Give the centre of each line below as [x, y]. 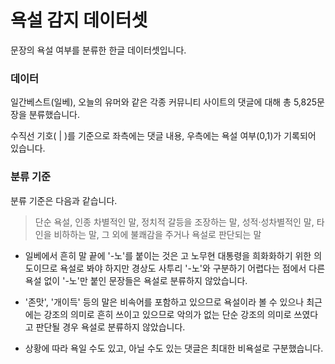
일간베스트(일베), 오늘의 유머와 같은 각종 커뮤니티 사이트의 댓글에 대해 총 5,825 [164, 102]
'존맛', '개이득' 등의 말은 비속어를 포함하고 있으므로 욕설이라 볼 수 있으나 [164, 302]
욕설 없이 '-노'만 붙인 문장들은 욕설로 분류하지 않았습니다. [136, 280]
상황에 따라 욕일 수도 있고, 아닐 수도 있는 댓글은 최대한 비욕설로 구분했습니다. [174, 348]
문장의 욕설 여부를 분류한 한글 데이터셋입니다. [98, 50]
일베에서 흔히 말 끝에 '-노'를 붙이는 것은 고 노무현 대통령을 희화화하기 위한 [168, 255]
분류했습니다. [54, 115]
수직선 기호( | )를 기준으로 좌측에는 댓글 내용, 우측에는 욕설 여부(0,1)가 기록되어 [163, 136]
